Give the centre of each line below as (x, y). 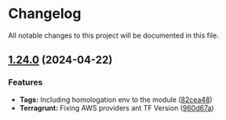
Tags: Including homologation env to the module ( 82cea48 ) (116, 100)
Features (26, 82)
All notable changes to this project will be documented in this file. (114, 35)
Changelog (45, 14)
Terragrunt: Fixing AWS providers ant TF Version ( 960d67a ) (117, 107)
